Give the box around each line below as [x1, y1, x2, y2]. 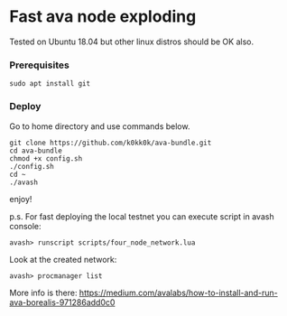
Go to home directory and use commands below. [9, 120, 190, 132]
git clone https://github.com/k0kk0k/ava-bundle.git [9, 138, 212, 147]
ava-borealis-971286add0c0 [9, 296, 116, 308]
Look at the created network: [9, 254, 117, 265]
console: [9, 220, 42, 231]
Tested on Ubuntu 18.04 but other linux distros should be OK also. [9, 36, 255, 47]
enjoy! [9, 193, 32, 204]
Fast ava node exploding [9, 6, 197, 27]
